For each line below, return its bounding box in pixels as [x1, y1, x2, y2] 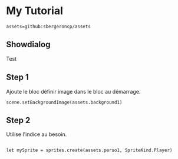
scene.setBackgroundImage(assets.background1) [6, 99, 123, 105]
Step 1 [6, 72, 29, 82]
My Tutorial [6, 4, 64, 18]
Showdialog [6, 39, 51, 49]
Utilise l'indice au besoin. [6, 131, 67, 138]
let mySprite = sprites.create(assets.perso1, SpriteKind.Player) [6, 147, 173, 154]
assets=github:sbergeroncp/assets [6, 24, 91, 29]
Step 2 [6, 115, 31, 125]
